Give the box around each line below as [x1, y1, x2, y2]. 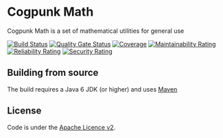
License [7, 105, 42, 117]
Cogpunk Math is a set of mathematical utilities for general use [7, 27, 185, 35]
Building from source [7, 67, 99, 79]
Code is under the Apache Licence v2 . [7, 123, 116, 131]
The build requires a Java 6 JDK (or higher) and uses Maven [7, 85, 178, 93]
